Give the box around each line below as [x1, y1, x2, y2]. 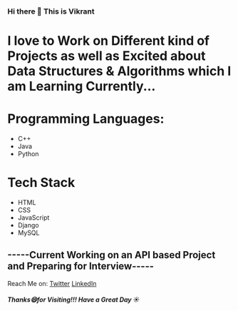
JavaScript [17, 213, 50, 222]
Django [17, 220, 39, 229]
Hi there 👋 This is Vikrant [7, 6, 95, 16]
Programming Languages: [7, 111, 165, 127]
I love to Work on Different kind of [7, 33, 210, 49]
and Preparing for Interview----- [7, 260, 155, 272]
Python [17, 150, 39, 158]
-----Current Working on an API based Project [7, 249, 216, 261]
